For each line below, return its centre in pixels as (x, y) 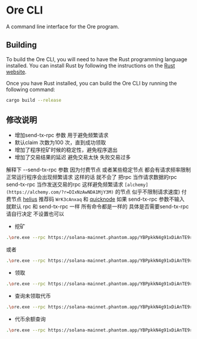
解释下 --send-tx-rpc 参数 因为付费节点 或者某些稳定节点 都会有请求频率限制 (98, 170)
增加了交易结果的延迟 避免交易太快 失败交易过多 (72, 157)
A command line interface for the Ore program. (63, 26)
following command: (31, 89)
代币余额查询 (30, 319)
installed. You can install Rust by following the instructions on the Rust (91, 65)
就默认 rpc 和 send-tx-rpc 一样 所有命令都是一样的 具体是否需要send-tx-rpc (98, 207)
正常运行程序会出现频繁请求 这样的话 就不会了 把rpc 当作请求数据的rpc (91, 177)
